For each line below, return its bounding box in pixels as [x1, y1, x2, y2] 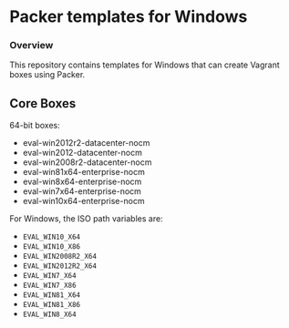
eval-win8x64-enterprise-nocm [22, 176, 142, 188]
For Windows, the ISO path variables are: [9, 213, 163, 224]
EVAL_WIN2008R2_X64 [22, 252, 98, 261]
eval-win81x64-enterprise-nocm [22, 167, 146, 178]
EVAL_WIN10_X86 [22, 242, 81, 251]
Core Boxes [9, 96, 77, 111]
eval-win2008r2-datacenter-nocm [22, 157, 152, 168]
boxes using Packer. [9, 69, 86, 80]
